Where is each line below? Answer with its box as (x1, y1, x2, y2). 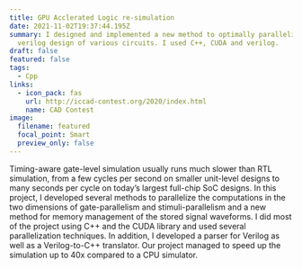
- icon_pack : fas (17, 88, 83, 97)
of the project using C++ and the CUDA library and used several (9, 220, 246, 231)
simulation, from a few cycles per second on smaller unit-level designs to (9, 173, 280, 184)
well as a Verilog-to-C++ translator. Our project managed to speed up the (9, 239, 281, 250)
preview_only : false (17, 139, 94, 148)
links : (9, 80, 34, 89)
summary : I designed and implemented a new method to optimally (9, 30, 255, 39)
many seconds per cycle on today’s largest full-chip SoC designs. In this (9, 182, 277, 193)
